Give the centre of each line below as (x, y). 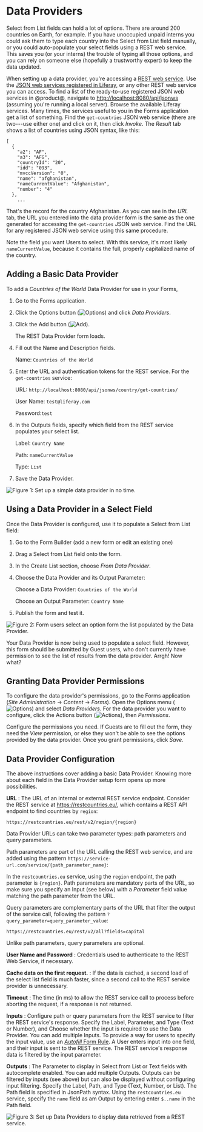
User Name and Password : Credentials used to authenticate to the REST (98, 955)
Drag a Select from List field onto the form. (68, 554)
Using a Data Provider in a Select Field (79, 509)
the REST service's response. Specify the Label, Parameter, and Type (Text (100, 1023)
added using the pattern (36, 859)
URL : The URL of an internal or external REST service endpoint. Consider (98, 798)
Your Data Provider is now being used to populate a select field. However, (98, 643)
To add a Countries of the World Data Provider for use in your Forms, (92, 289)
